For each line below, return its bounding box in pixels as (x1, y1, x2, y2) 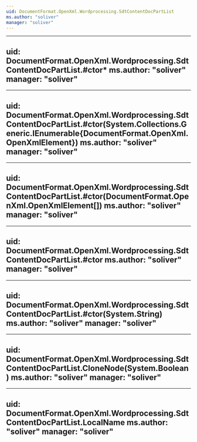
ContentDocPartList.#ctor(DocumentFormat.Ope (6, 192, 189, 202)
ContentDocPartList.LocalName (6, 417, 125, 427)
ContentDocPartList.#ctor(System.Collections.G (6, 119, 187, 129)
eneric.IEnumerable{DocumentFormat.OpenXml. (6, 128, 189, 138)
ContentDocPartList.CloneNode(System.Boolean (6, 363, 189, 373)
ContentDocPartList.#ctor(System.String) (6, 309, 163, 319)
